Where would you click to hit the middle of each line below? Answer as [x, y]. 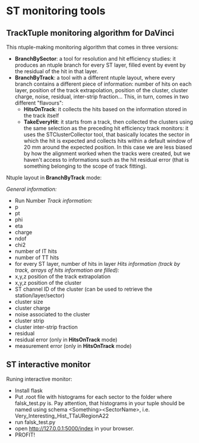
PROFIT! [25, 435]
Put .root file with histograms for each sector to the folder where [93, 397]
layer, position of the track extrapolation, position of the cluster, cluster [101, 90]
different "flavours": [39, 103]
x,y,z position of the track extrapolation [63, 277]
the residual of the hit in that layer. [56, 71]
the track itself [41, 115]
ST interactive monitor [48, 365]
